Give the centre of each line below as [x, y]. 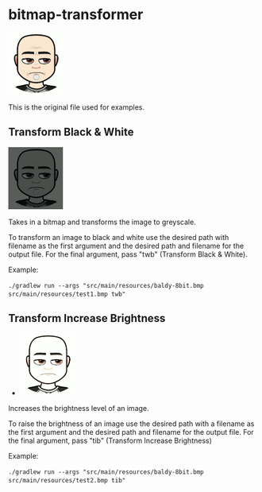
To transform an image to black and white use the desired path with [119, 237]
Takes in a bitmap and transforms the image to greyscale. [102, 222]
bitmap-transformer [76, 15]
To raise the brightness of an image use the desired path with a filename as [131, 424]
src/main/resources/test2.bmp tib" [67, 480]
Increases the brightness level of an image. [79, 408]
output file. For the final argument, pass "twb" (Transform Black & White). [128, 254]
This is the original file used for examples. [77, 107]
